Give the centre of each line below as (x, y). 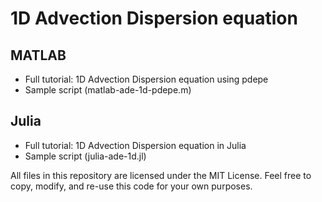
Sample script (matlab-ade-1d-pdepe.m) (108, 90)
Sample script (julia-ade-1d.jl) (85, 156)
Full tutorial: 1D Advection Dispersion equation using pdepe (146, 79)
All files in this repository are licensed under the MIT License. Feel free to (161, 175)
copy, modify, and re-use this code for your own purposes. (131, 186)
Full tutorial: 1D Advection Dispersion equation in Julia (135, 145)
